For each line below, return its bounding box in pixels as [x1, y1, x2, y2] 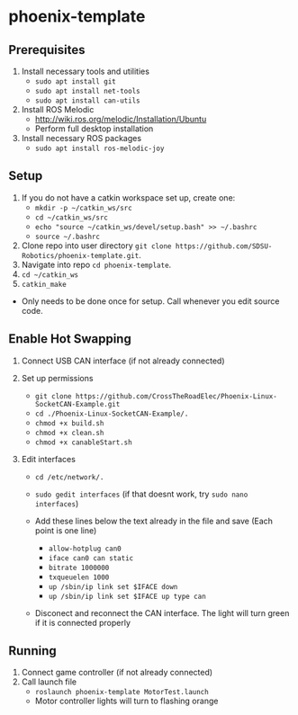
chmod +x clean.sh [34, 428, 104, 437]
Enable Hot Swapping [8, 331, 131, 347]
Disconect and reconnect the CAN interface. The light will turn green [34, 607, 290, 618]
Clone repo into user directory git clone [21, 240, 172, 251]
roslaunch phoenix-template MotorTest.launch [34, 688, 209, 697]
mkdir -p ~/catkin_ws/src [34, 203, 132, 212]
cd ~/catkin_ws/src [34, 213, 109, 222]
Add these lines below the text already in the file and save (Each [34, 515, 274, 526]
